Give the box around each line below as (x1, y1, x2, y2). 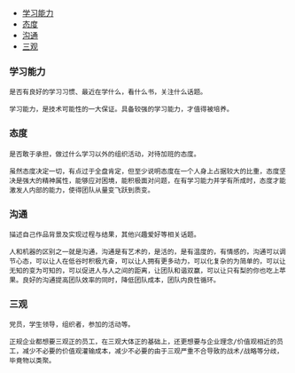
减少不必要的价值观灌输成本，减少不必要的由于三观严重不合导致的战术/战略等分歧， (21, 347, 283, 356)
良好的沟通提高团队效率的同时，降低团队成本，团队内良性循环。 (21, 275, 221, 284)
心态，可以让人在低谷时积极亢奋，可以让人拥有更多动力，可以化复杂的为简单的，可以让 (15, 257, 286, 266)
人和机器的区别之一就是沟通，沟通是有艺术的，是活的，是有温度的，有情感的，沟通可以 (9, 247, 280, 256)
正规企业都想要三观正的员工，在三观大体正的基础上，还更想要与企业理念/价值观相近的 (9, 337, 277, 346)
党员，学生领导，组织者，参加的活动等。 (9, 321, 135, 329)
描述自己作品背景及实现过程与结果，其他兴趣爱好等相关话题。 (9, 230, 201, 239)
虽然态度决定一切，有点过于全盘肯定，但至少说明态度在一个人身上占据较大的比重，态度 (9, 167, 280, 176)
